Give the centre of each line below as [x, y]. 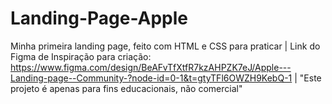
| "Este [308, 78]
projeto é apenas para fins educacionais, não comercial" [126, 88]
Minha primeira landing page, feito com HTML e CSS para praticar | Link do [165, 46]
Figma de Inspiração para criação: [81, 56]
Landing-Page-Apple [99, 18]
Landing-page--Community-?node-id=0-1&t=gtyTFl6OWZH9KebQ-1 [151, 78]
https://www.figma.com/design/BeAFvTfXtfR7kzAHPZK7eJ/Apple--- [151, 67]
